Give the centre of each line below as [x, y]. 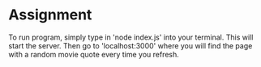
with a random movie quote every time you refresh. [94, 54]
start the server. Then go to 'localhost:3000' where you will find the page [130, 45]
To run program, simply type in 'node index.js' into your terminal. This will [131, 37]
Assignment [50, 15]
